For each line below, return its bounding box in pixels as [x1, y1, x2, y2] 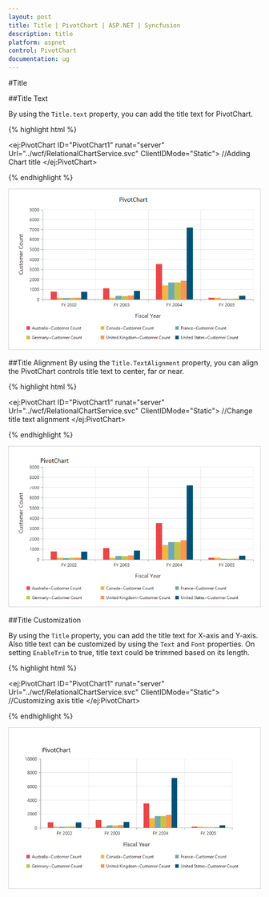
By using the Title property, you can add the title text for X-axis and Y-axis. [8, 631, 259, 640]
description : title [8, 30, 74, 38]
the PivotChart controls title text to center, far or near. [8, 367, 185, 376]
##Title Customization [8, 615, 82, 625]
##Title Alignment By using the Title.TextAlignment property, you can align [8, 358, 259, 368]
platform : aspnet [8, 38, 66, 46]
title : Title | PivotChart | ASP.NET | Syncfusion [8, 21, 181, 30]
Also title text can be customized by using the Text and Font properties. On [8, 639, 255, 649]
